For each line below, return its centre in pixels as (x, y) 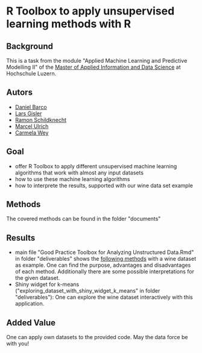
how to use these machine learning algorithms (72, 179)
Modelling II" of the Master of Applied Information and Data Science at (93, 67)
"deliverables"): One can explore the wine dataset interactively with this (104, 297)
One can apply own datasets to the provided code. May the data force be (97, 337)
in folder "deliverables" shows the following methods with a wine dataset (106, 259)
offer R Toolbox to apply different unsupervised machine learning (96, 166)
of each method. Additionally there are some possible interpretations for (105, 272)
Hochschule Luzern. (31, 73)
